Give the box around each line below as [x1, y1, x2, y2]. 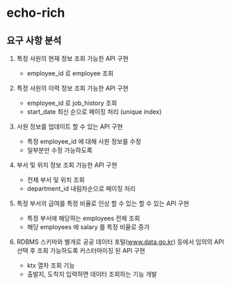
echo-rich [6, 5, 65, 21]
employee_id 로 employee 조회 [26, 69, 114, 78]
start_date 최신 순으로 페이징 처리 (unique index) [26, 108, 162, 116]
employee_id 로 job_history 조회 [26, 99, 118, 107]
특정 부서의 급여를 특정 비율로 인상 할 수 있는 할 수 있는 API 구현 [16, 199, 189, 207]
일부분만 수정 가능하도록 [26, 146, 93, 154]
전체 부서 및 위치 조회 [26, 176, 85, 184]
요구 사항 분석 [6, 34, 62, 46]
